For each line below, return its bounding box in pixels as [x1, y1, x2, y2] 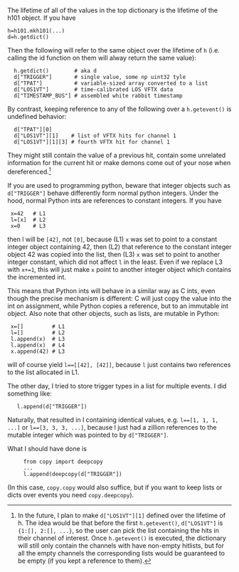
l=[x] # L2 [10, 216, 46, 223]
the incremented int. [7, 272, 66, 281]
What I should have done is [7, 444, 87, 452]
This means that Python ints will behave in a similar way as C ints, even [7, 286, 216, 295]
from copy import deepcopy [23, 458, 103, 465]
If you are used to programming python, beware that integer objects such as [7, 181, 231, 189]
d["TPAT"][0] [14, 126, 53, 133]
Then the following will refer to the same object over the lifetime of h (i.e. [7, 46, 221, 54]
